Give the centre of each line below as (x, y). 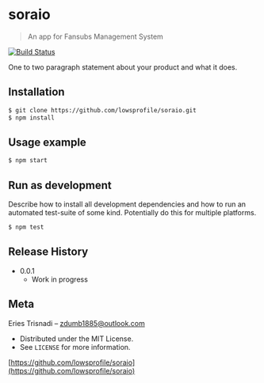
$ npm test (26, 227)
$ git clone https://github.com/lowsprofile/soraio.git (102, 110)
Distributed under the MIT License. (77, 339)
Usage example (48, 142)
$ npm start (28, 161)
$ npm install (32, 118)
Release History (48, 252)
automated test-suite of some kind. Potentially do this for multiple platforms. (132, 212)
